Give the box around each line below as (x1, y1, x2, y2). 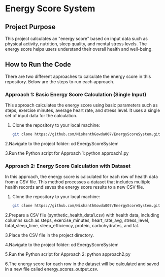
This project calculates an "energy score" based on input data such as (5, 35, 148, 41)
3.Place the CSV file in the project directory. (5, 232, 94, 238)
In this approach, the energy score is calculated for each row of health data (5, 173, 158, 180)
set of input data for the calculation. (5, 113, 78, 119)
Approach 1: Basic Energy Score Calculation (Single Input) (5, 91, 147, 98)
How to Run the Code (5, 60, 71, 69)
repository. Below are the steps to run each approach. (5, 78, 115, 84)
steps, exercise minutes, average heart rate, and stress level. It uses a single (5, 107, 160, 113)
